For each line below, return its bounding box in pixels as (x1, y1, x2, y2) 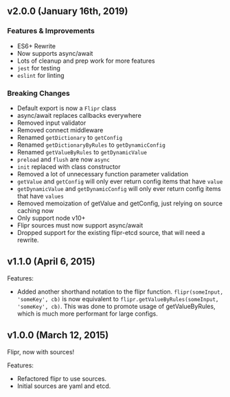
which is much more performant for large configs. (16, 309, 158, 318)
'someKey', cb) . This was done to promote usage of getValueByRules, (16, 302, 216, 310)
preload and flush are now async (16, 155, 110, 163)
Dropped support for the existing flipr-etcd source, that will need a (16, 228, 205, 236)
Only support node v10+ (16, 214, 86, 222)
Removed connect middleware (16, 125, 104, 134)
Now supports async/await (16, 49, 93, 57)
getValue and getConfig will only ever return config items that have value (16, 177, 223, 185)
